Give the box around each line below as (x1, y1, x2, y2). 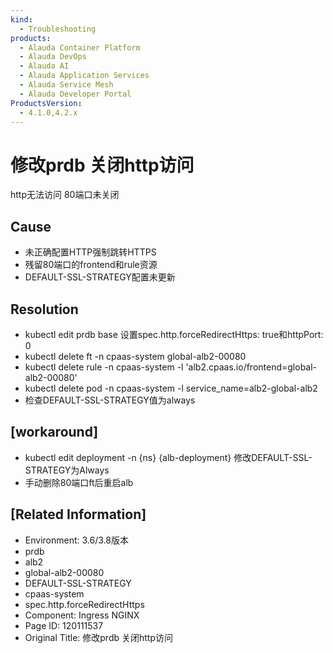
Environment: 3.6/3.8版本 (24, 534, 129, 546)
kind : (10, 14, 33, 25)
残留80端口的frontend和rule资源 (24, 259, 158, 271)
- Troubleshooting (19, 24, 97, 34)
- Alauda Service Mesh (19, 80, 114, 90)
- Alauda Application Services (19, 71, 150, 81)
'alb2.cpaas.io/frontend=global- (185, 361, 318, 373)
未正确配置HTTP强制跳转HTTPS (24, 246, 157, 258)
